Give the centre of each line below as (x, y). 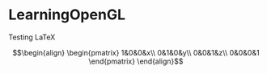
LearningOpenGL (67, 15)
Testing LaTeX (32, 37)
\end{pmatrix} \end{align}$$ (136, 61)
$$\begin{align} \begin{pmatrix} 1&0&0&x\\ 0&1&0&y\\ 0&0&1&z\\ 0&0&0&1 (136, 52)
